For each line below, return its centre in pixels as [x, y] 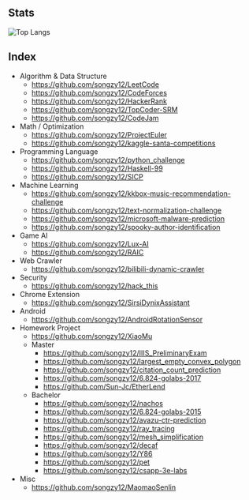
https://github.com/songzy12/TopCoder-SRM [105, 109]
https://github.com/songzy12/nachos [103, 403]
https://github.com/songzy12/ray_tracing [109, 428]
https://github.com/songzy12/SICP [87, 176]
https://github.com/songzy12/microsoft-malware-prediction [128, 218]
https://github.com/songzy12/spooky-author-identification [126, 227]
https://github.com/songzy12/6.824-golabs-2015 [122, 412]
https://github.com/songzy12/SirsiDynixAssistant [111, 303]
